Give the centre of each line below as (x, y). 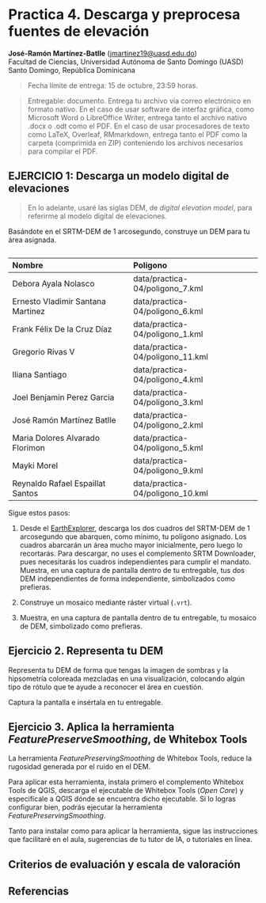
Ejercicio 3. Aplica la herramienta (91, 727)
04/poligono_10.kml (171, 493)
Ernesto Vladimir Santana (59, 301)
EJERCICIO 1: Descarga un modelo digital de (119, 176)
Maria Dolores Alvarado (56, 438)
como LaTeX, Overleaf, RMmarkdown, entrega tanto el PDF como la (137, 134)
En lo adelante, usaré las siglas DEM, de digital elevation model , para (140, 207)
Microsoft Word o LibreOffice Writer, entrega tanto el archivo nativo (137, 117)
